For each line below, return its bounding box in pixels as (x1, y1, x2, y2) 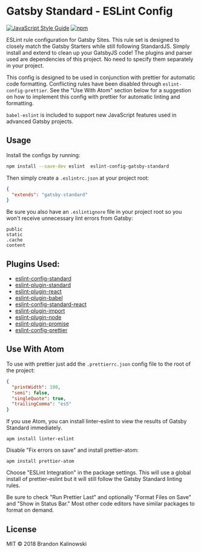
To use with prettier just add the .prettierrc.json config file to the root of (6, 360, 191, 367)
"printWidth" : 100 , (12, 384, 61, 390)
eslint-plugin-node (15, 314, 62, 321)
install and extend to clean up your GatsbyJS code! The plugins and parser (6, 49, 193, 56)
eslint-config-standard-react (15, 301, 87, 308)
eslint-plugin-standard (15, 281, 71, 289)
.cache (6, 237, 23, 244)
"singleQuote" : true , (12, 395, 67, 401)
